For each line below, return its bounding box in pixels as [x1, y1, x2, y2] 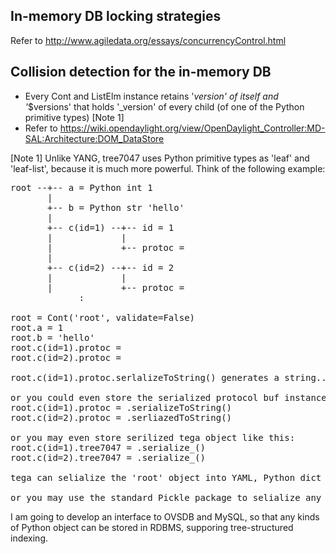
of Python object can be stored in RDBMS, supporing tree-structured [10, 521, 294, 533]
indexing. [10, 532, 49, 544]
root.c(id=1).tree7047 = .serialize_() [10, 442, 206, 453]
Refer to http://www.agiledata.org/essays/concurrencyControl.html [10, 34, 287, 46]
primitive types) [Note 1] [24, 111, 125, 123]
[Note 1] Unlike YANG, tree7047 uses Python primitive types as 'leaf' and [10, 152, 310, 164]
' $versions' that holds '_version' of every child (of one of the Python [24, 100, 305, 113]
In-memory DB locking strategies [10, 8, 222, 25]
